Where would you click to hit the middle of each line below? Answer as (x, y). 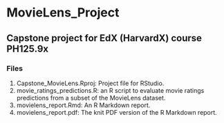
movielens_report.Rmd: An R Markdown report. (83, 105)
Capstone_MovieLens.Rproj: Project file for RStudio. (90, 83)
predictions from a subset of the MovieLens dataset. (91, 98)
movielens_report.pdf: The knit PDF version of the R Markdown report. (116, 112)
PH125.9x (28, 48)
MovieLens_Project (63, 13)
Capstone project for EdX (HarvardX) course (104, 38)
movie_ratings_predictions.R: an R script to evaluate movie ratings (110, 90)
